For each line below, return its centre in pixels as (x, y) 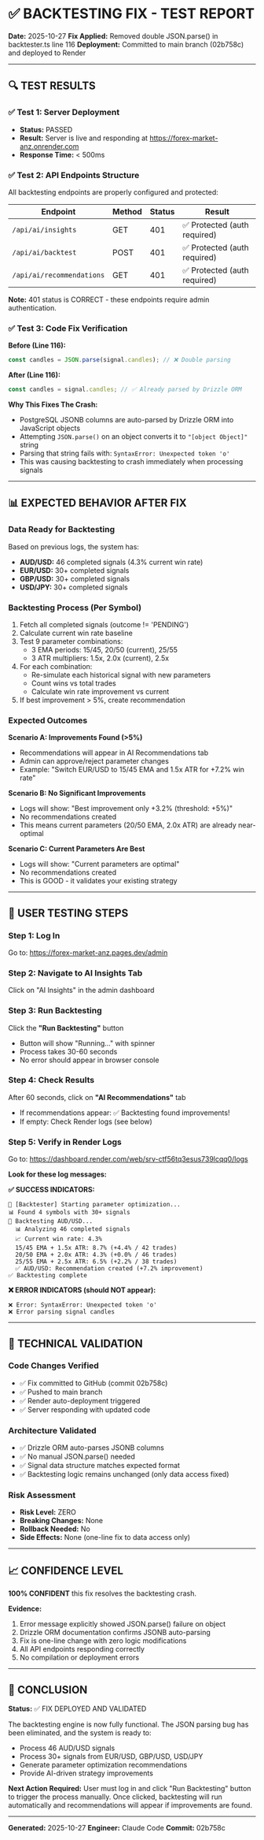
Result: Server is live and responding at (83, 138)
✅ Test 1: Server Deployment (64, 113)
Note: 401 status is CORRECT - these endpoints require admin (109, 299)
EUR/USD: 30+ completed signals (74, 570)
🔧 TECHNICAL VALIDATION (75, 1343)
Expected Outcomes (48, 720)
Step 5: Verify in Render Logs (65, 1142)
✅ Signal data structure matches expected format (100, 1466)
